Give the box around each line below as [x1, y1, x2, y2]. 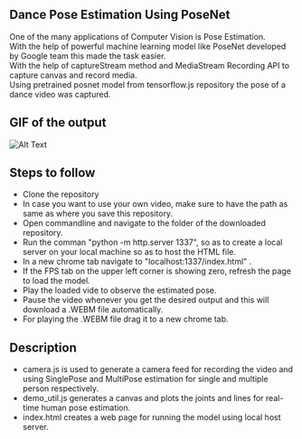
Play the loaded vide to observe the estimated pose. [22, 285, 217, 296]
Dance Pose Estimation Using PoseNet [9, 7, 231, 23]
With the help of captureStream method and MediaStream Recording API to [9, 60, 290, 70]
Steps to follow [9, 165, 96, 181]
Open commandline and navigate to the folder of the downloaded [22, 218, 267, 229]
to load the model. [22, 276, 90, 286]
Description [9, 340, 77, 355]
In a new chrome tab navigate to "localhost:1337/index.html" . [22, 257, 252, 267]
